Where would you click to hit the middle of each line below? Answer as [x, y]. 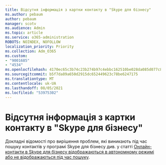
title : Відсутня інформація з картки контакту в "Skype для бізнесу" [78, 10]
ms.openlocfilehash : [26, 70]
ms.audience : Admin [25, 28]
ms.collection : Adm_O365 [31, 51]
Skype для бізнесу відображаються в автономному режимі [91, 152]
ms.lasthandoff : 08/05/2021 [34, 88]
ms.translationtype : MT [30, 79]
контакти [15, 152]
